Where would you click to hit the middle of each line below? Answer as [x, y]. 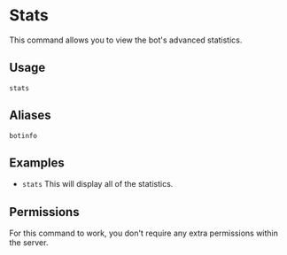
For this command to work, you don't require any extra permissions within [144, 233]
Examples [37, 162]
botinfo [23, 135]
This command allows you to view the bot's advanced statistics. [126, 40]
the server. [29, 243]
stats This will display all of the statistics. [97, 184]
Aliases [30, 116]
